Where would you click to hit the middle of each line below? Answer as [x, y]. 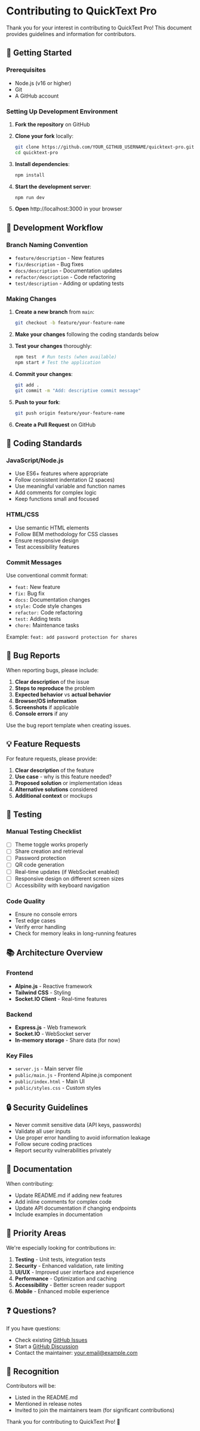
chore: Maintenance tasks [47, 625]
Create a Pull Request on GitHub [55, 425]
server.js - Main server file [49, 1069]
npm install [30, 175]
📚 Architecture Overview [55, 953]
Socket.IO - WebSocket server [53, 1033]
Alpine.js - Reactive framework [53, 986]
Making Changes [31, 299]
